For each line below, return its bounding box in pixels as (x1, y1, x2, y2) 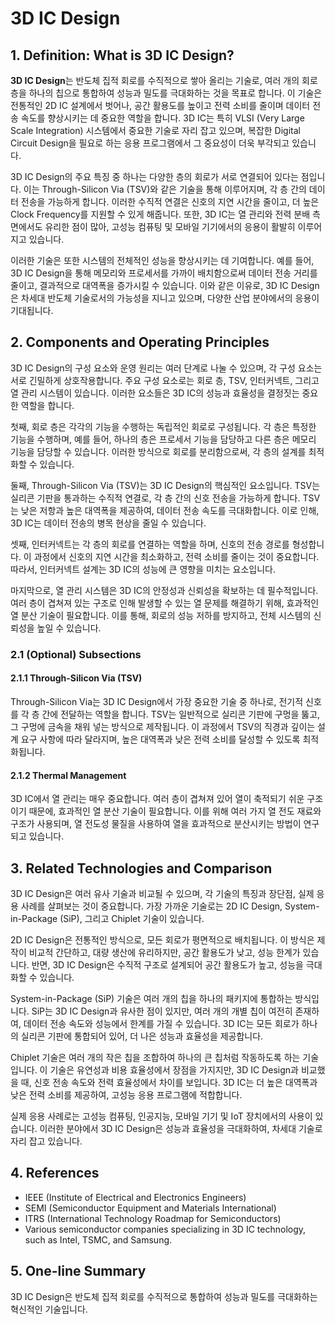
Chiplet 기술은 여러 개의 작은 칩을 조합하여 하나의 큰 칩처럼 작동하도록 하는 (10, 1051, 301, 1063)
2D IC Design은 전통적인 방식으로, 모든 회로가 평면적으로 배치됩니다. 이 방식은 (10, 933, 315, 946)
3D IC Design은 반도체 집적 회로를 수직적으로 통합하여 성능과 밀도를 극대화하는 (10, 1290, 318, 1302)
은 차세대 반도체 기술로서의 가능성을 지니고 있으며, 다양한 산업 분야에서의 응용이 (10, 292, 320, 304)
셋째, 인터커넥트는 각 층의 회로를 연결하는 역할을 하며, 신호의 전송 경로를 (10, 538, 290, 550)
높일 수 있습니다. (36, 622, 102, 634)
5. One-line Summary (10, 1263, 147, 1280)
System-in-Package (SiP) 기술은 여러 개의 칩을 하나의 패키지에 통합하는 (10, 992, 293, 1004)
